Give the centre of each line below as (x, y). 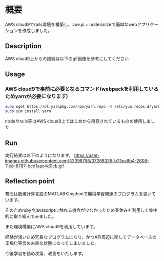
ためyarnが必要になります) (37, 97)
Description (23, 46)
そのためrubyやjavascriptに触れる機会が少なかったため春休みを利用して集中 (81, 210)
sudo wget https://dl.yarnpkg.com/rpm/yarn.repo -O (59, 107)
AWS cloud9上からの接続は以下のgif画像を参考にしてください (67, 59)
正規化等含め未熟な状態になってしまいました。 (52, 243)
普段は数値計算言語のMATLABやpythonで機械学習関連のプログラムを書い (78, 194)
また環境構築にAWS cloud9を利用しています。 (51, 226)
